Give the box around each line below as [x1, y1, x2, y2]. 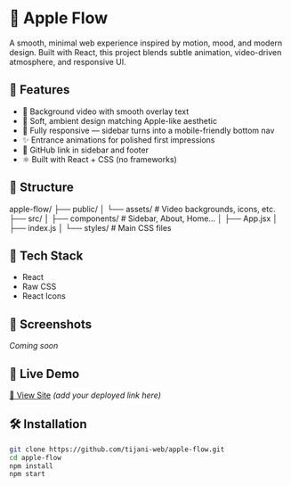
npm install [9, 461, 53, 471]
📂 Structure [9, 180, 74, 195]
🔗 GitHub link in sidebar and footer [21, 144, 150, 155]
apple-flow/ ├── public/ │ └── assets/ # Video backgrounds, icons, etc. [9, 203, 276, 214]
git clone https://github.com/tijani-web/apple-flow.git [9, 445, 225, 454]
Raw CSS [21, 281, 57, 292]
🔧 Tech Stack [9, 248, 84, 263]
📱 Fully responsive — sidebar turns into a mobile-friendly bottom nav [21, 125, 275, 136]
